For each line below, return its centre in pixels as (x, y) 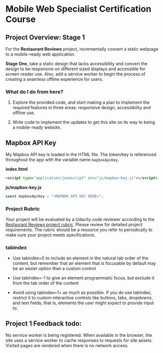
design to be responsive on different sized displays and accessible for (75, 69)
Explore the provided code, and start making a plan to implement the (81, 102)
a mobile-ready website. (37, 127)
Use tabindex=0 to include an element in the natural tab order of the (80, 258)
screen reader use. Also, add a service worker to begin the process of (75, 74)
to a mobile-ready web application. (41, 54)
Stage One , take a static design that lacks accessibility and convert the (76, 64)
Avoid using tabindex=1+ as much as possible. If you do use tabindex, (82, 293)
